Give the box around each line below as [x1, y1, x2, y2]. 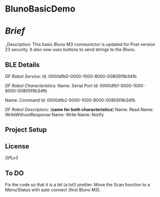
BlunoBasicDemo [5, 3, 76, 14]
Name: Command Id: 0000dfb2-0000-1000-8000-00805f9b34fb [5, 97, 135, 103]
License [5, 142, 29, 150]
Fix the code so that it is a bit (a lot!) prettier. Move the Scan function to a [5, 182, 150, 187]
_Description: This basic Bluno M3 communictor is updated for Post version [5, 42, 156, 47]
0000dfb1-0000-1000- [100, 83, 145, 88]
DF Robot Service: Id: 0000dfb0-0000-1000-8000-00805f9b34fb [5, 73, 137, 79]
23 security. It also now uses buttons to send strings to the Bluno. [5, 47, 136, 53]
